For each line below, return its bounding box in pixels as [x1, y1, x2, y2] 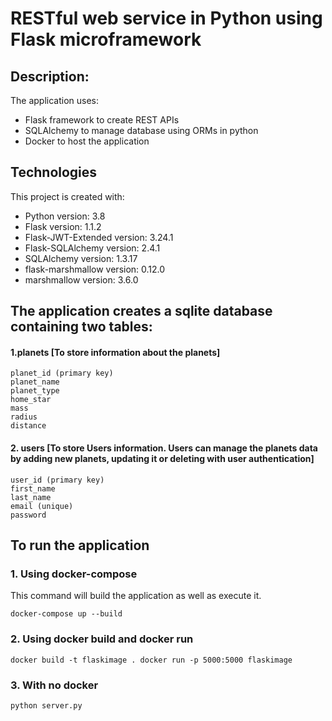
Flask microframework [10, 28, 202, 51]
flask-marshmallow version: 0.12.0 [24, 263, 166, 275]
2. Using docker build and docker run [10, 632, 194, 646]
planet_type [10, 386, 60, 396]
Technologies [10, 164, 98, 181]
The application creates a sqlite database [10, 303, 273, 320]
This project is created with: [10, 190, 125, 202]
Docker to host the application [24, 135, 150, 147]
